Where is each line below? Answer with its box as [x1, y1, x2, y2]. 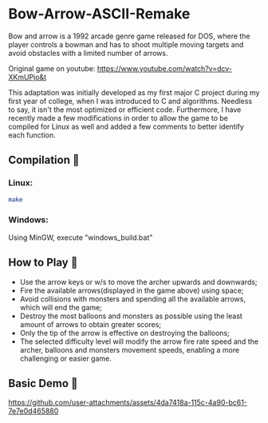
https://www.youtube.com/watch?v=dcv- [97, 63, 233, 73]
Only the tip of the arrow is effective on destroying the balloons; [19, 328, 230, 337]
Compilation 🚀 [8, 154, 80, 167]
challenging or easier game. [19, 353, 112, 363]
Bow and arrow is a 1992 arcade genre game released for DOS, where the [8, 31, 250, 41]
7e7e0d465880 [8, 406, 59, 416]
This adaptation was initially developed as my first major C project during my [8, 87, 260, 97]
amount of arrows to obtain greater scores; [19, 319, 162, 329]
